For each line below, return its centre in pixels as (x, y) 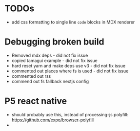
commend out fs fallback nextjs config (50, 81)
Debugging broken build (54, 42)
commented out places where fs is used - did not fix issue (70, 71)
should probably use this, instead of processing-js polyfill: (70, 114)
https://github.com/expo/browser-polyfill (53, 120)
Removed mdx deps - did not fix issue (50, 55)
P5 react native (36, 101)
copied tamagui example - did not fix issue (55, 60)
